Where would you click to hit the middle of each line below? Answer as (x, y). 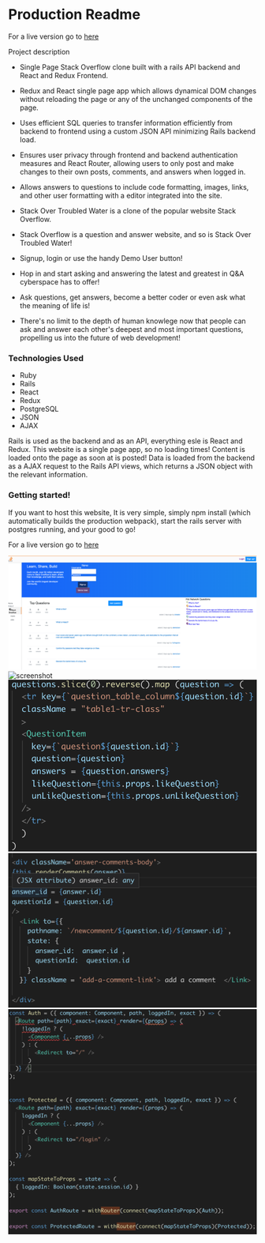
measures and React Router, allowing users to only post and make (127, 163)
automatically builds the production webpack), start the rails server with (125, 521)
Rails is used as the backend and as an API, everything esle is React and (125, 441)
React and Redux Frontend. (64, 75)
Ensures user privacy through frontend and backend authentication (129, 155)
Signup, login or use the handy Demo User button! (101, 258)
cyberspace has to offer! (60, 281)
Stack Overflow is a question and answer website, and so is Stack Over (135, 234)
